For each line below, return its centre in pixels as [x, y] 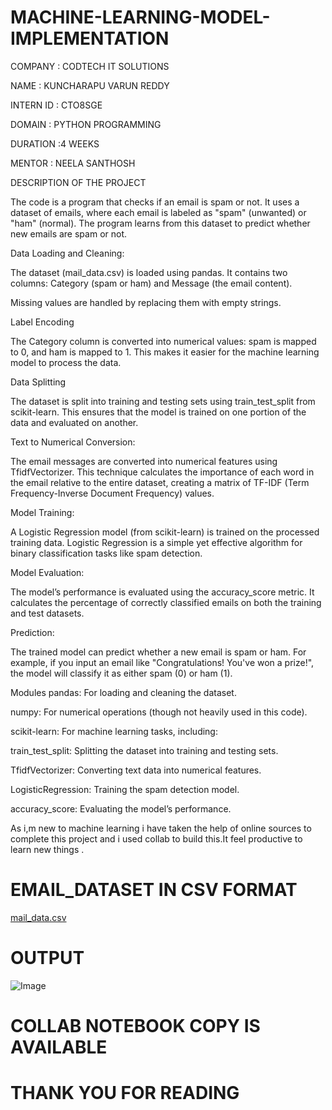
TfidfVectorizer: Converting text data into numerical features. [136, 770]
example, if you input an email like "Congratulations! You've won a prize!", [162, 662]
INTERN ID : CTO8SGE [56, 105]
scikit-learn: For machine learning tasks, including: [114, 731]
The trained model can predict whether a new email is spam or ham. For [158, 652]
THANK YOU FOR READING [125, 1093]
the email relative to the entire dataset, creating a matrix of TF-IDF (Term [160, 482]
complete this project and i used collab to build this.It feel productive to [156, 838]
